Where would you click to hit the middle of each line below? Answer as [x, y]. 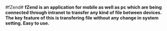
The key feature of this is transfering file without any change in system [82, 18]
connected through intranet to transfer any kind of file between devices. [83, 12]
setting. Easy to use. [27, 23]
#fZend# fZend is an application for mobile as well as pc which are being [83, 7]
